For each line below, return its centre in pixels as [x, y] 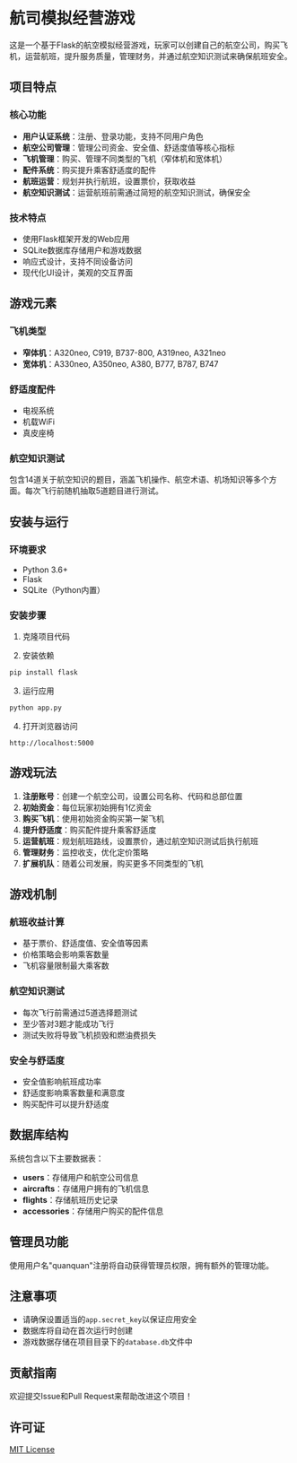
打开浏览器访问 [50, 726]
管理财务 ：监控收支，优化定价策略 [85, 852]
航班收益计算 [37, 922]
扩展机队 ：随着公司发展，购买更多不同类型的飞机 [113, 863]
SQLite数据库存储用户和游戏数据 [82, 250]
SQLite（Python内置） [63, 589]
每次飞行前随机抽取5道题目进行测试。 [94, 491]
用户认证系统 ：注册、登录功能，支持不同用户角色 [113, 136]
